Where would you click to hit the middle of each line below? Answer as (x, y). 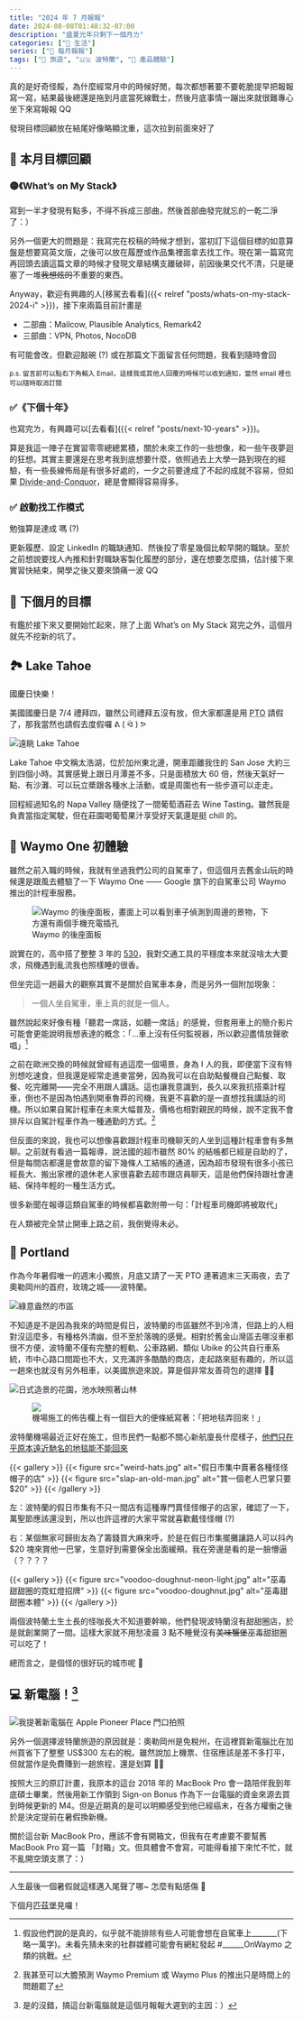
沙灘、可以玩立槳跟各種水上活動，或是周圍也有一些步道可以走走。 (155, 785)
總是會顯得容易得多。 (144, 481)
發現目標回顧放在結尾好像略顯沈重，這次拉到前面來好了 (112, 128)
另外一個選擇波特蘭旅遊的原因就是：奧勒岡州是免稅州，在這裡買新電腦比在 (147, 1741)
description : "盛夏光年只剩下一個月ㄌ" (77, 34)
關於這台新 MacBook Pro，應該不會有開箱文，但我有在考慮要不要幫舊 (138, 1836)
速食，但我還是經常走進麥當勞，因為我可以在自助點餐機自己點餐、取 (159, 1075)
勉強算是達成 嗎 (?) (44, 529)
